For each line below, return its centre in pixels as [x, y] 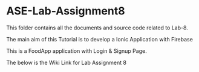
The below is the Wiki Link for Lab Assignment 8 [67, 62]
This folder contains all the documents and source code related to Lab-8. [97, 28]
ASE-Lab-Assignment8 [66, 11]
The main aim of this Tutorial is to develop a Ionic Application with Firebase [100, 39]
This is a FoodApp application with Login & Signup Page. [77, 51]
